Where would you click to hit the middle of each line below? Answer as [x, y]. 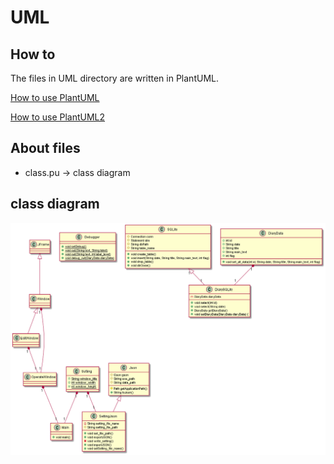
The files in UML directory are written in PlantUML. [114, 78]
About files [45, 148]
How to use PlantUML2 [58, 117]
